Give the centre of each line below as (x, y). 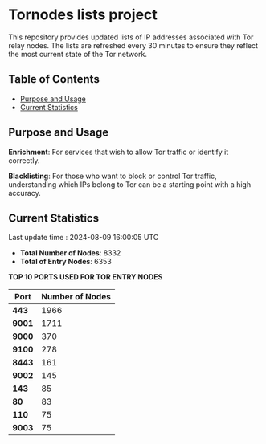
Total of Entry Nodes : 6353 (66, 262)
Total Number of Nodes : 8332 (70, 253)
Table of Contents (54, 79)
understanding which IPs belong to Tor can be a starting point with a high (130, 184)
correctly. (24, 160)
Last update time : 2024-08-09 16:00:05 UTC (84, 238)
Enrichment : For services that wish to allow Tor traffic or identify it (119, 152)
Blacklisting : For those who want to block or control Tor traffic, (113, 176)
